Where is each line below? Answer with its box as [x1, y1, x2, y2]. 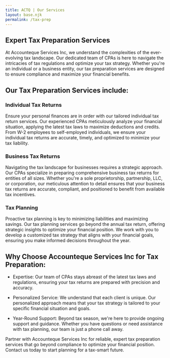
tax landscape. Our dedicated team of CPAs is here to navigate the [24, 55, 164, 61]
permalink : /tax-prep [5, 17, 51, 22]
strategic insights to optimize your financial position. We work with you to [5, 227, 159, 233]
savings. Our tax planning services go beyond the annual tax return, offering [5, 221, 165, 227]
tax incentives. [5, 192, 36, 198]
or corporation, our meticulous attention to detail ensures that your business [5, 181, 165, 187]
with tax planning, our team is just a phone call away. [12, 326, 124, 332]
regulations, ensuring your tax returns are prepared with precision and [12, 279, 160, 285]
